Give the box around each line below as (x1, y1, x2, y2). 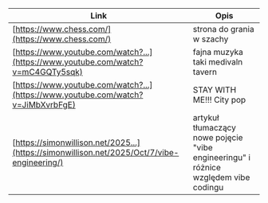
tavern (192, 67, 218, 77)
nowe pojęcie (192, 132, 243, 142)
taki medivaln (192, 57, 243, 67)
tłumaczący (192, 123, 237, 133)
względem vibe (192, 172, 250, 182)
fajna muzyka (192, 47, 243, 57)
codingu (192, 182, 224, 193)
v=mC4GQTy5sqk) (12, 67, 84, 77)
